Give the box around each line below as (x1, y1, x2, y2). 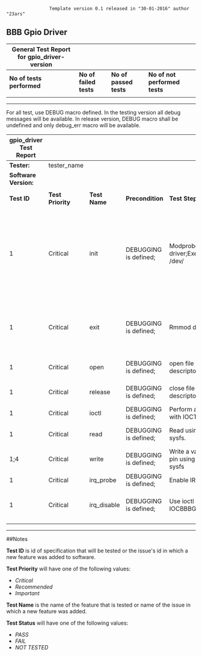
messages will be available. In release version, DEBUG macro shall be (6, 115, 179, 122)
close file (169, 384, 195, 392)
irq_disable (89, 501, 120, 509)
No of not (148, 70, 176, 78)
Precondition (126, 194, 164, 202)
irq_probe (89, 476, 117, 484)
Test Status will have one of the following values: (6, 619, 129, 626)
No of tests (9, 74, 42, 83)
